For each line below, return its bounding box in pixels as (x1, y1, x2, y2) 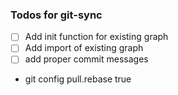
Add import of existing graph (24, 42, 144, 54)
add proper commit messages (24, 53, 149, 65)
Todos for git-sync (10, 8, 103, 22)
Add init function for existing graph (24, 31, 169, 43)
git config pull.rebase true (24, 73, 132, 85)
